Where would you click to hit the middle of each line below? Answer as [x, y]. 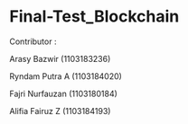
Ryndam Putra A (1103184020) [66, 76]
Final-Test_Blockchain [94, 17]
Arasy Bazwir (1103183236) [60, 58]
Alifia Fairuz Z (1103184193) [60, 111]
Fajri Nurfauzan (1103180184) [63, 93]
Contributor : [33, 41]
